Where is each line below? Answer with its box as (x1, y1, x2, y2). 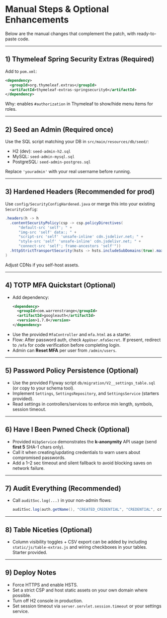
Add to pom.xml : (5, 68, 37, 74)
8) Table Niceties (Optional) (5, 525, 92, 534)
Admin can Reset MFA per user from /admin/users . (12, 347, 117, 353)
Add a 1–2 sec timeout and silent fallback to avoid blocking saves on (12, 460, 152, 466)
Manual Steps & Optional (5, 3, 109, 15)
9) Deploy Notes (5, 569, 56, 577)
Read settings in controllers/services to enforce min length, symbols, (12, 401, 154, 407)
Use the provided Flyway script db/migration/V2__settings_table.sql (12, 380, 156, 386)
